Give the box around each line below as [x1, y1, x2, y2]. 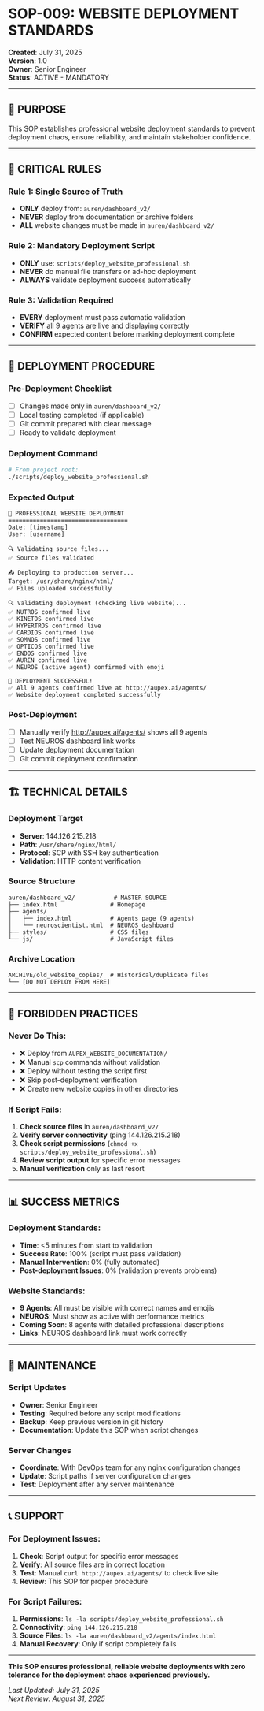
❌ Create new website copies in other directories [19, 1084, 178, 1093]
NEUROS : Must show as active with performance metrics [19, 1311, 205, 1321]
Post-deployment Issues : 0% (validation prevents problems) [19, 1266, 218, 1275]
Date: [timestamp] [8, 523, 68, 532]
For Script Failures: [8, 1596, 82, 1607]
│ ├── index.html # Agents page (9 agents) [8, 914, 195, 922]
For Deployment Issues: [8, 1534, 101, 1545]
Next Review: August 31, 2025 [8, 1694, 106, 1703]
